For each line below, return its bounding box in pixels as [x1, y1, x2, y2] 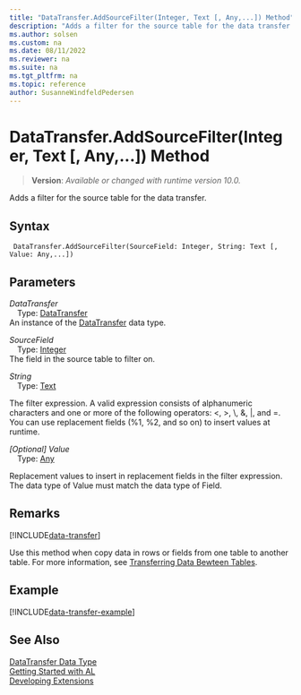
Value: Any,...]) [9, 250, 74, 260]
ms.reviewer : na [9, 55, 70, 64]
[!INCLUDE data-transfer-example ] [9, 606, 136, 617]
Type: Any [17, 453, 56, 464]
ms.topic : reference [9, 80, 87, 89]
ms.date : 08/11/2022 [9, 47, 87, 56]
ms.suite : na [9, 64, 58, 73]
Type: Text [17, 381, 56, 391]
